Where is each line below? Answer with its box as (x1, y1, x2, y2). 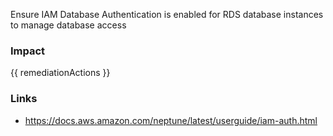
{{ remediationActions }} (10, 67, 111, 79)
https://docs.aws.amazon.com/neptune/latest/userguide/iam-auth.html (24, 114, 318, 126)
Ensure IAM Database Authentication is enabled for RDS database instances (10, 9, 324, 20)
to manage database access (10, 19, 127, 31)
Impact (10, 44, 46, 58)
